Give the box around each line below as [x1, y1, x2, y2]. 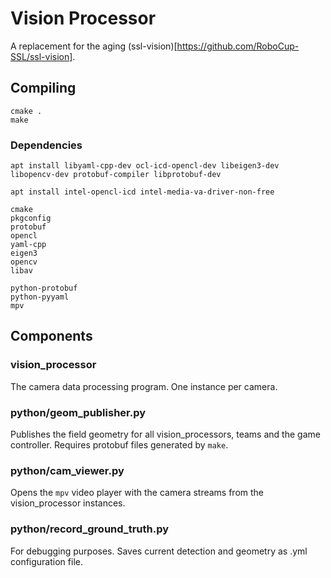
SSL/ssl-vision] [10, 50, 73, 62]
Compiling [10, 80, 77, 97]
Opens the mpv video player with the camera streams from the [10, 487, 265, 499]
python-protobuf [10, 283, 78, 294]
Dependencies [10, 138, 83, 152]
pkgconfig [10, 213, 52, 224]
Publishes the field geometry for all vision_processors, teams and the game [10, 428, 321, 441]
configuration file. [10, 555, 83, 567]
